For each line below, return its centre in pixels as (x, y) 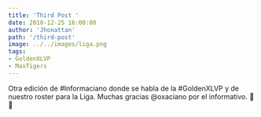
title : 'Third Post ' (44, 15)
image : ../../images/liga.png (58, 44)
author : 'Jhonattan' (42, 30)
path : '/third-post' (42, 37)
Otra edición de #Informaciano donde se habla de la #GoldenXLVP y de (124, 88)
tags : (17, 51)
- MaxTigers (28, 66)
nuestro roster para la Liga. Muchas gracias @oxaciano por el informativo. (128, 96)
